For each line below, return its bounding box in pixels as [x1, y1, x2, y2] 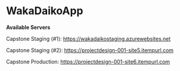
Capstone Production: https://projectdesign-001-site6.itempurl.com [6, 58, 170, 65]
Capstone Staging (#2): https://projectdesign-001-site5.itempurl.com [6, 46, 174, 54]
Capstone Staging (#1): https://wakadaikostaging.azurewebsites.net [6, 35, 171, 42]
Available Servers [6, 24, 51, 31]
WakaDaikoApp [6, 4, 84, 18]
